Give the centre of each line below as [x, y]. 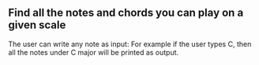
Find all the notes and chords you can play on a [126, 13]
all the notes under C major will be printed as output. [94, 52]
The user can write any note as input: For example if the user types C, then [130, 44]
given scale [37, 25]
